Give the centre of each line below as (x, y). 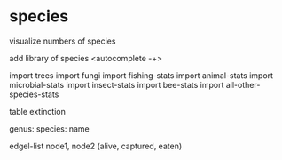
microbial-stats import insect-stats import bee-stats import (117, 84)
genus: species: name (50, 128)
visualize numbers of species (63, 41)
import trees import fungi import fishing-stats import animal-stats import (141, 75)
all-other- (243, 84)
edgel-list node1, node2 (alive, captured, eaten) (96, 146)
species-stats (34, 94)
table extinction (38, 111)
